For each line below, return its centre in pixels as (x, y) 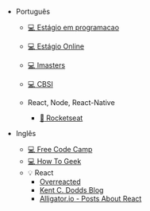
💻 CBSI (40, 84)
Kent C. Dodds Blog (71, 190)
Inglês (26, 133)
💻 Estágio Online (56, 46)
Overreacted (60, 182)
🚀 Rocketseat (61, 118)
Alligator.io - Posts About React (90, 199)
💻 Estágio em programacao (73, 27)
